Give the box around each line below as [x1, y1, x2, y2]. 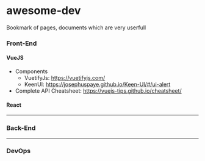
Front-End [6, 39, 37, 48]
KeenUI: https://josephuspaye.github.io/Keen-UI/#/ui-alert [24, 80, 171, 88]
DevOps [6, 147, 31, 156]
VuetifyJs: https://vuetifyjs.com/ [24, 74, 106, 82]
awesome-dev [6, 4, 81, 18]
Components [15, 68, 48, 75]
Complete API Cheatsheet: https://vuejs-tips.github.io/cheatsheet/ [15, 87, 182, 95]
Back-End [6, 124, 36, 132]
